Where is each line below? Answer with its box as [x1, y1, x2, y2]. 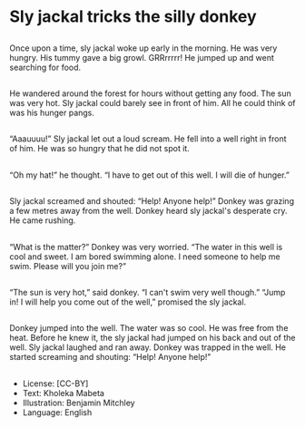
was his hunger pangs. [9, 107, 95, 118]
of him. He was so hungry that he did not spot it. [9, 143, 191, 154]
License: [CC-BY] [22, 378, 89, 389]
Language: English [22, 406, 93, 418]
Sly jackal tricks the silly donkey [9, 6, 257, 27]
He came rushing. [9, 215, 76, 226]
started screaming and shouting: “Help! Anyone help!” [9, 352, 212, 363]
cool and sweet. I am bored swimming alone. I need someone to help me [9, 251, 280, 262]
